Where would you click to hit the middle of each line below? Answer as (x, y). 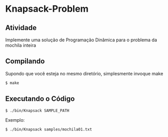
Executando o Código (40, 99)
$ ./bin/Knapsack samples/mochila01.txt (49, 130)
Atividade (21, 28)
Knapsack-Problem (47, 9)
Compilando (25, 61)
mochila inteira (21, 45)
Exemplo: (15, 120)
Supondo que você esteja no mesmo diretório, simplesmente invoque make (84, 73)
